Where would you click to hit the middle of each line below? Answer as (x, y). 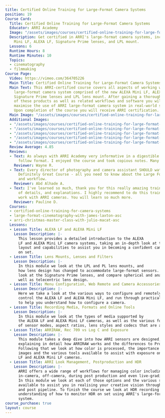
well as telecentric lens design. (54, 280)
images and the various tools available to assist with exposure (86, 353)
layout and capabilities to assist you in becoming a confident (85, 248)
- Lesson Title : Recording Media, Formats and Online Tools (72, 307)
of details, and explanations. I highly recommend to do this (83, 193)
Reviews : (18, 152)
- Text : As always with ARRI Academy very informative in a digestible (84, 156)
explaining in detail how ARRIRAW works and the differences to (85, 344)
